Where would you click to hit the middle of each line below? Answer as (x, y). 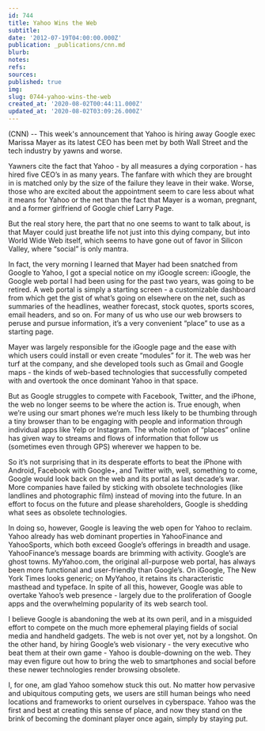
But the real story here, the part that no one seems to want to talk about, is (129, 224)
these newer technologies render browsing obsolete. (94, 670)
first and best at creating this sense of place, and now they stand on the (125, 710)
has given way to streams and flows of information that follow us (114, 438)
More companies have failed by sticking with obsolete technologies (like (126, 487)
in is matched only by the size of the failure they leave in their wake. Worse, (131, 183)
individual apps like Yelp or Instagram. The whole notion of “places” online (129, 430)
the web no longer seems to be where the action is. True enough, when (125, 404)
